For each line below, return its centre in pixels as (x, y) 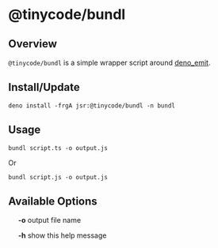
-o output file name (50, 220)
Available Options (53, 202)
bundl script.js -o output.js (58, 177)
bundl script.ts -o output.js (58, 148)
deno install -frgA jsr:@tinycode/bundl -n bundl (92, 105)
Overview (33, 44)
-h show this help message (63, 235)
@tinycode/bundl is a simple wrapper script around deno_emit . (109, 62)
